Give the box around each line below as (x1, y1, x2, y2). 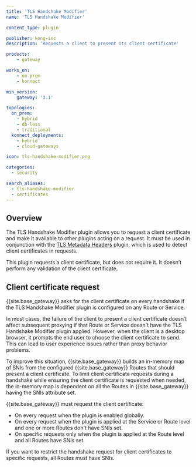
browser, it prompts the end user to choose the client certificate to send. (6, 334, 181, 341)
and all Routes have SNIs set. (14, 437, 85, 444)
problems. (6, 347, 30, 354)
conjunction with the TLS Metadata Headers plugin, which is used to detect (6, 241, 188, 248)
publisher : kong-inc (6, 35, 57, 41)
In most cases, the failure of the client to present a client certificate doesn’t (6, 315, 187, 322)
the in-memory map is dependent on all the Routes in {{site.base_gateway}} (6, 383, 189, 390)
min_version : (6, 89, 38, 95)
